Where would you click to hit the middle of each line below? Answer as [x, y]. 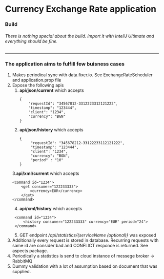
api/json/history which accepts [51, 129]
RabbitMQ [22, 261]
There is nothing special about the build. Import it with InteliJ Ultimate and [80, 36]
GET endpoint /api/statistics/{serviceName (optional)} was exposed [88, 235]
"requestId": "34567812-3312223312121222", [73, 104]
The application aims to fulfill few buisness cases [65, 64]
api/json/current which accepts [52, 90]
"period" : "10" [47, 160]
